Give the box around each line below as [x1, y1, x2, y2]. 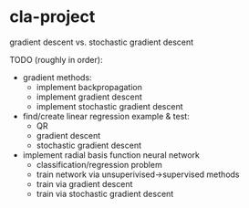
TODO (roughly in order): [9, 54, 103, 65]
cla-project [9, 6, 96, 27]
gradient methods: [22, 71, 93, 83]
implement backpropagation [36, 81, 143, 92]
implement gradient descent [36, 91, 143, 102]
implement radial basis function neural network [22, 149, 201, 161]
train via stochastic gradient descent [36, 188, 174, 199]
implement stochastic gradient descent [36, 100, 184, 111]
